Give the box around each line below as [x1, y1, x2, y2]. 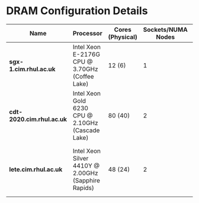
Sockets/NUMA [143, 25, 188, 34]
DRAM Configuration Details [6, 4, 148, 18]
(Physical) [108, 32, 138, 41]
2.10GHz [72, 119, 98, 127]
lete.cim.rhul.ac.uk [9, 165, 63, 173]
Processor [72, 29, 102, 37]
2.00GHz [72, 169, 98, 177]
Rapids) [72, 184, 95, 192]
